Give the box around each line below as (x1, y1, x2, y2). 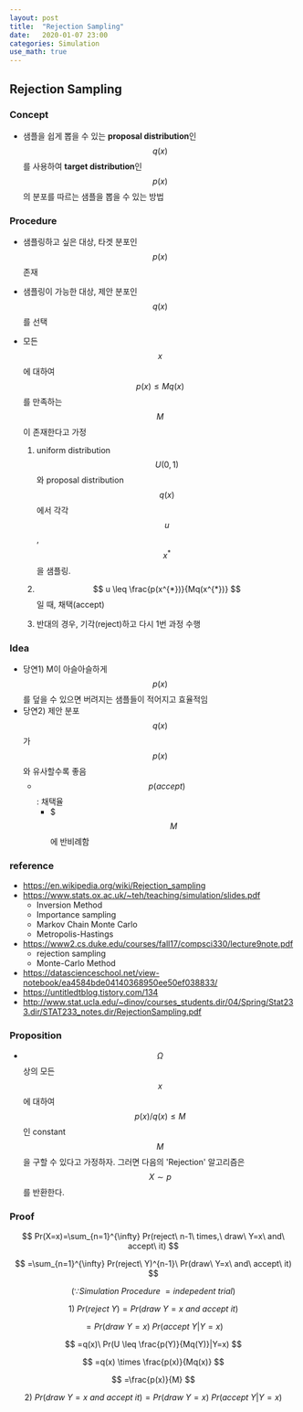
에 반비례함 (49, 836, 89, 847)
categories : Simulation (9, 38, 100, 48)
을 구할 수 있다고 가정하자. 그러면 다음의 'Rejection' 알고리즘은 (22, 1156, 246, 1167)
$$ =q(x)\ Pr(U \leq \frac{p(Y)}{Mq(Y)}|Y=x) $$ (64, 1338, 243, 1349)
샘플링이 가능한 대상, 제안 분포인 (22, 286, 138, 297)
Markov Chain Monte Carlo (36, 919, 139, 930)
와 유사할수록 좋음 (22, 766, 87, 777)
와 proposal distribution (36, 474, 125, 485)
